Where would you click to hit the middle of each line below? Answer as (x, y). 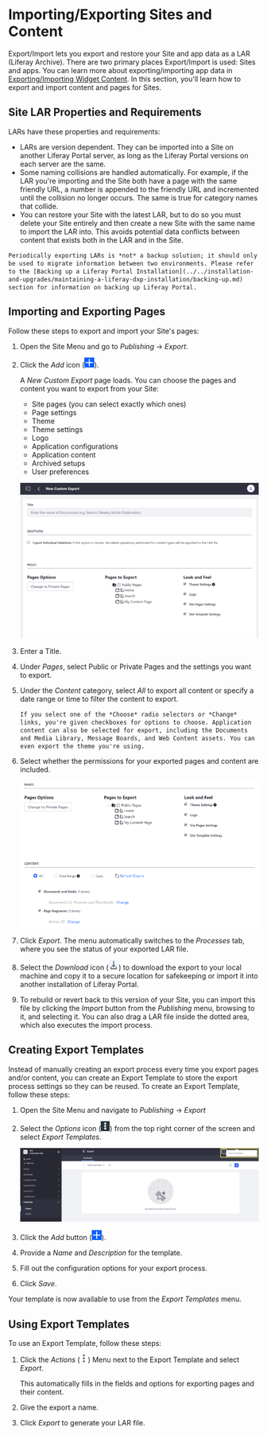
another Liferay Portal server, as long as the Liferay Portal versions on (134, 155)
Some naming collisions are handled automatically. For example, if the (134, 172)
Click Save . (38, 1284)
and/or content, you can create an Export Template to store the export (123, 1077)
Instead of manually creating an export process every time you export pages (133, 1069)
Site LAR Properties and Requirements (105, 113)
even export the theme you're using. (82, 747)
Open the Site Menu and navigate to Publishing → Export (113, 1110)
